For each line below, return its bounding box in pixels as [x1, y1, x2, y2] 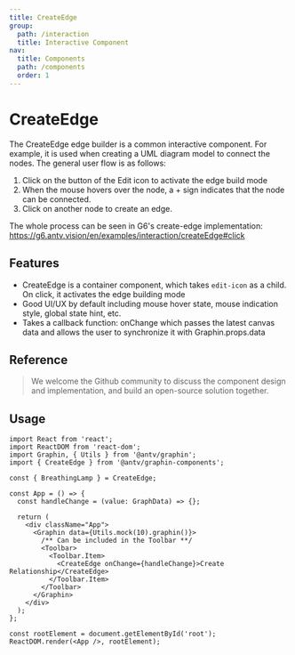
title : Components [17, 54, 86, 63]
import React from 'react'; [9, 435, 114, 444]
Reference [9, 352, 68, 368]
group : [9, 21, 34, 30]
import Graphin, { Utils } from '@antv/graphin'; [9, 450, 197, 459]
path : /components [17, 63, 86, 72]
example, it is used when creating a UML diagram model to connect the [9, 148, 271, 158]
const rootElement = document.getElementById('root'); [9, 629, 217, 639]
